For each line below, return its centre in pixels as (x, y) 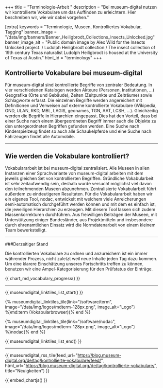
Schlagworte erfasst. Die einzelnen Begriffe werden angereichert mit (73, 100)
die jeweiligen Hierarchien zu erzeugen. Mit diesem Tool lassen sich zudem (80, 209)
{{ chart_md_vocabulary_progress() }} (42, 278)
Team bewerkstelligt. (26, 230)
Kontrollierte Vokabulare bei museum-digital (74, 73)
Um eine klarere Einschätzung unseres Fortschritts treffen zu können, (74, 264)
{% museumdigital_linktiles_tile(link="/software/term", (59, 301)
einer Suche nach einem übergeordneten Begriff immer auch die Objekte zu (81, 121)
